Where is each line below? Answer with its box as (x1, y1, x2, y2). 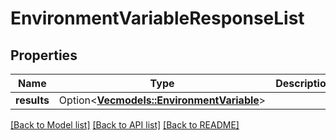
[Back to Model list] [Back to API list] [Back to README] (10, 119, 240, 131)
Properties (10, 47, 78, 64)
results (15, 93, 50, 107)
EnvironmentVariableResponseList (10, 7, 305, 30)
